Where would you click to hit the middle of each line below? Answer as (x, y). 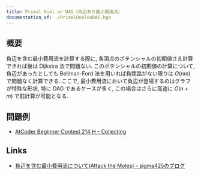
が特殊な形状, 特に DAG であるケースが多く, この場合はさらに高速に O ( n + (97, 89)
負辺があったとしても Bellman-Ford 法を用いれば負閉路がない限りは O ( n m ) (98, 74)
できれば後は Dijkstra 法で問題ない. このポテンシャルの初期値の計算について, (101, 66)
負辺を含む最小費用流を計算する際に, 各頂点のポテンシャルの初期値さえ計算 (100, 59)
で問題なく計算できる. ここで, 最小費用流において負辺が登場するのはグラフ (98, 81)
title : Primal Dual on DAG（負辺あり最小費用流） (64, 12)
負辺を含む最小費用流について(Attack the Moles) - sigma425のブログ (100, 165)
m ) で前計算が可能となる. (37, 96)
